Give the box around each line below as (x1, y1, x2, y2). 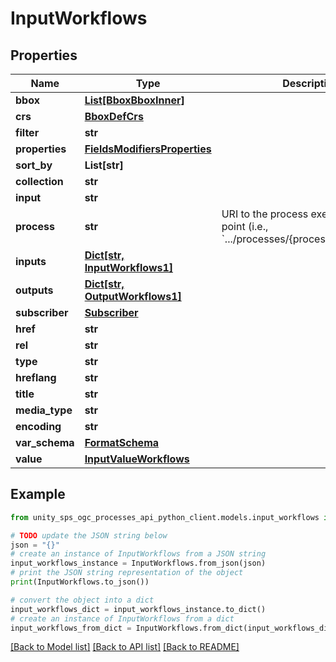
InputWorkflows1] (84, 261, 174, 274)
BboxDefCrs (84, 110, 144, 123)
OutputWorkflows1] (84, 290, 182, 303)
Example (10, 486, 66, 503)
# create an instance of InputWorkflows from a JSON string (10, 549, 267, 559)
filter (15, 126, 40, 139)
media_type (15, 403, 73, 417)
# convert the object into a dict (10, 595, 155, 605)
